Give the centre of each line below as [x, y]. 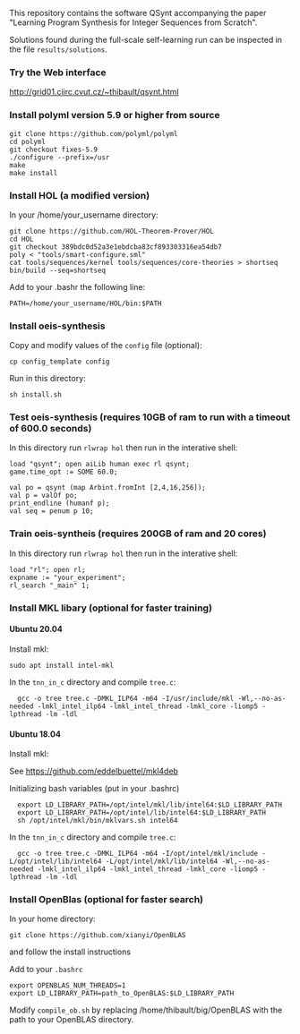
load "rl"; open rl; [48, 569]
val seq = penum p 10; [51, 511]
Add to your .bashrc [46, 970]
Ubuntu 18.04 [35, 734]
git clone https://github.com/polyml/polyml [94, 133]
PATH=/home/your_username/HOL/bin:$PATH [86, 303]
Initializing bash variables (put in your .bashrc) [94, 789]
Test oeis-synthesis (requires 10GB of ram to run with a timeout [150, 417]
